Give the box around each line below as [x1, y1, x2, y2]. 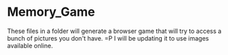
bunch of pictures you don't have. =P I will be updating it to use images [7, 34, 209, 42]
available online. [7, 41, 53, 49]
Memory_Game [7, 4, 95, 20]
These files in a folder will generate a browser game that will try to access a [7, 27, 222, 35]
